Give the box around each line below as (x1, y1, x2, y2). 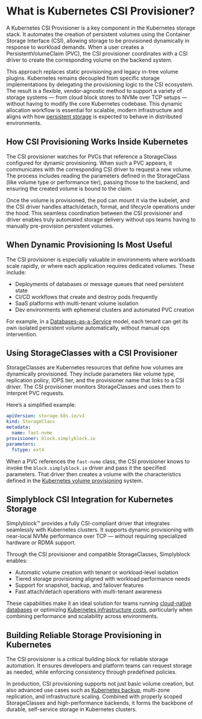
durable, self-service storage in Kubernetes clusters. (6, 706, 137, 713)
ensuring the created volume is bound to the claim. (6, 185, 133, 192)
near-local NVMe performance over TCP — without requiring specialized (6, 532, 187, 540)
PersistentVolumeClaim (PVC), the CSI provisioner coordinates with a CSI (6, 50, 188, 57)
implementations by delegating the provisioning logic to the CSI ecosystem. (6, 80, 194, 88)
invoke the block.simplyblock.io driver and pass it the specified (6, 464, 166, 471)
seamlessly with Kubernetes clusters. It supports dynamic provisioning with (6, 526, 194, 534)
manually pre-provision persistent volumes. (6, 222, 114, 229)
